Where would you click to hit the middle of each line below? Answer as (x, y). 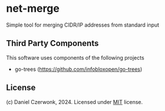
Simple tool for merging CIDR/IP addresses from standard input (83, 25)
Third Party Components (52, 43)
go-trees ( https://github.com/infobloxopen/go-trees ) (78, 69)
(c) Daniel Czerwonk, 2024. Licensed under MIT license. (75, 102)
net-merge (33, 9)
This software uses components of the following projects (75, 57)
